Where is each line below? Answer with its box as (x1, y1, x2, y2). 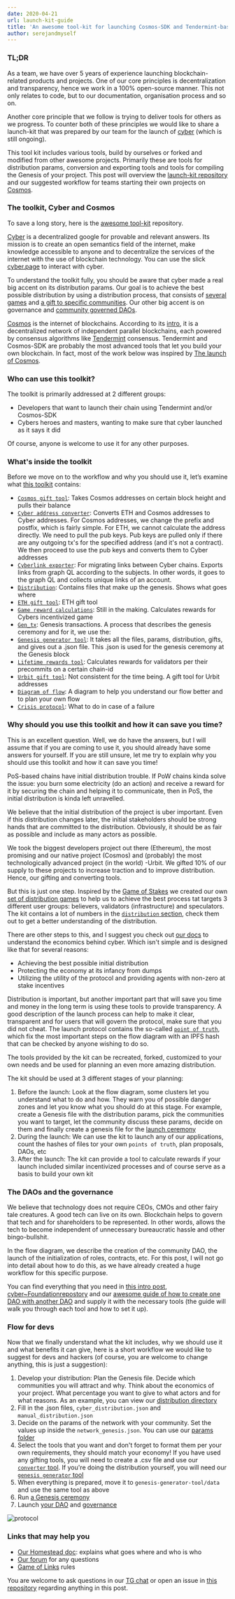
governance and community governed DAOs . (7, 306, 138, 314)
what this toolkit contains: (7, 480, 82, 489)
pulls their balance (17, 501, 71, 510)
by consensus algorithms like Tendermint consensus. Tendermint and (7, 334, 208, 342)
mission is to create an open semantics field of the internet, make (7, 240, 196, 248)
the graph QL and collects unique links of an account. (17, 576, 172, 584)
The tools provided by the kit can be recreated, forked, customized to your (7, 1053, 222, 1061)
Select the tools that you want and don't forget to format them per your (17, 1441, 222, 1450)
